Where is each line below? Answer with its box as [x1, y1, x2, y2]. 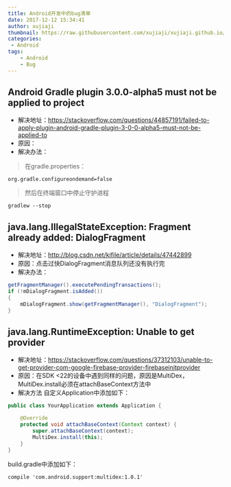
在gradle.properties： [24, 162, 86, 171]
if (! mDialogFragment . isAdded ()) [8, 288, 104, 295]
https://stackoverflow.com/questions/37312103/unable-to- [47, 355, 213, 364]
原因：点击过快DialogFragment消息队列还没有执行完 [17, 260, 165, 268]
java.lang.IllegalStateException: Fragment [8, 221, 191, 233]
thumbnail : [8, 29, 39, 36]
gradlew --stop [8, 203, 51, 210]
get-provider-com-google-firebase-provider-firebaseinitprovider [17, 364, 201, 372]
